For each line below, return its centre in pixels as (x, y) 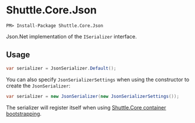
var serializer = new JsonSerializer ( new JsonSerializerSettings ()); (93, 96)
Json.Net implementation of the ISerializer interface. (71, 36)
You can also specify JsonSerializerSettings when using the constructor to (98, 79)
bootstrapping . (24, 114)
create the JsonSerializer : (38, 86)
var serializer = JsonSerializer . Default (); (61, 68)
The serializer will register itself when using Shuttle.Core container (86, 107)
